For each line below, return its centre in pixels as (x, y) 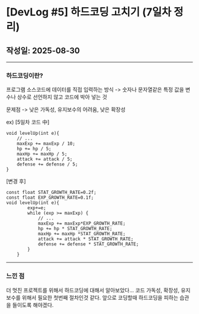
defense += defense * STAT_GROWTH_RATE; (88, 244)
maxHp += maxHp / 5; (42, 154)
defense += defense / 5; (47, 164)
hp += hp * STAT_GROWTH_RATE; (75, 229)
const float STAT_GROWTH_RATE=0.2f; (51, 193)
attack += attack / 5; (45, 159)
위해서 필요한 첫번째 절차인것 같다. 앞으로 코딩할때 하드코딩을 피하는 (100, 297)
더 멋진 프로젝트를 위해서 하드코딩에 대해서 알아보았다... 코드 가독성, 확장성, (93, 290)
